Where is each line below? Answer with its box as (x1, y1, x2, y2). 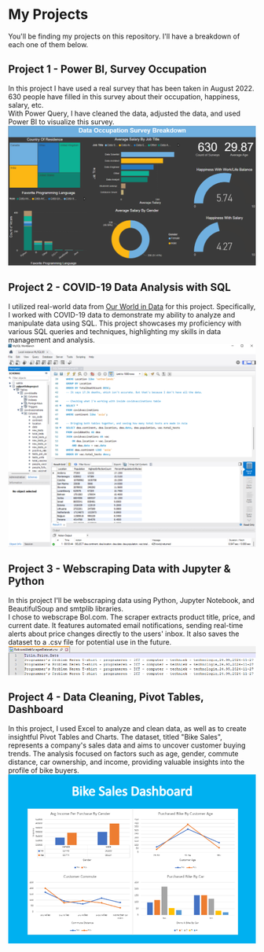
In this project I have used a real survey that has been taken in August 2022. (8, 83, 255, 93)
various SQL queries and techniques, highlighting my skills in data (8, 326, 222, 336)
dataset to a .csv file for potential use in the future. (8, 637, 172, 646)
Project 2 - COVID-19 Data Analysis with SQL (8, 281, 232, 294)
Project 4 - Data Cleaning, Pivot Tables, (8, 690, 204, 704)
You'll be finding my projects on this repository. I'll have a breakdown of (8, 31, 240, 41)
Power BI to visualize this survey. (8, 116, 115, 127)
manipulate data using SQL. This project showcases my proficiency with (8, 318, 242, 328)
